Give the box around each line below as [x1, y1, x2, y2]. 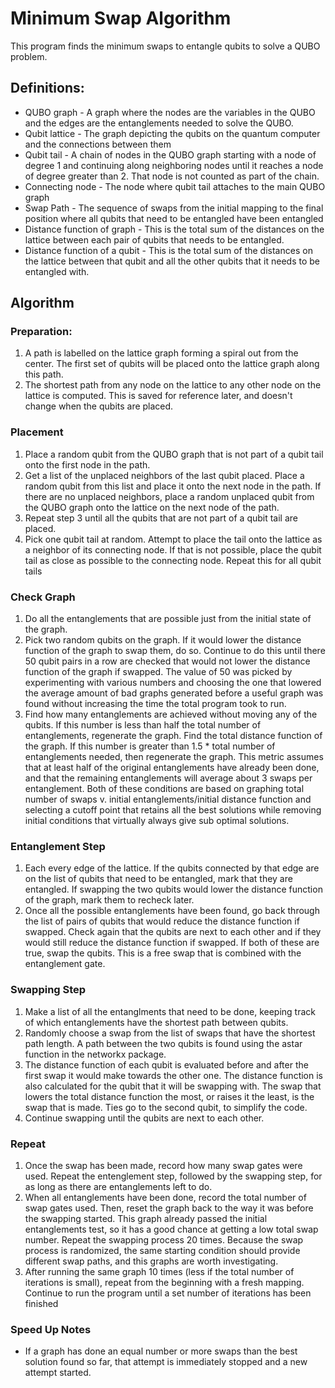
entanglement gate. [24, 958, 106, 970]
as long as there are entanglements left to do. [24, 1180, 213, 1192]
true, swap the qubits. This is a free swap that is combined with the [24, 947, 302, 959]
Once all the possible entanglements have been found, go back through [24, 905, 320, 917]
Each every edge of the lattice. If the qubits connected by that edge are [24, 862, 320, 874]
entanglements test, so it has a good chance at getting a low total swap [24, 1223, 319, 1235]
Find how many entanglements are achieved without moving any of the [24, 708, 318, 721]
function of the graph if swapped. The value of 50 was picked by [24, 666, 293, 678]
